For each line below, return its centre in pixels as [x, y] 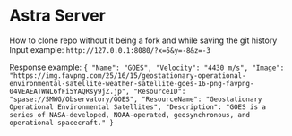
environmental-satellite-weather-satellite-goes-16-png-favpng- [132, 83]
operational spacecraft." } [62, 123]
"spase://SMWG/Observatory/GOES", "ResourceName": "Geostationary [136, 99]
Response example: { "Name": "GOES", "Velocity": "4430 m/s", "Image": [147, 67]
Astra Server [57, 16]
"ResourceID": [159, 91]
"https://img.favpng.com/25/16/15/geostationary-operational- [128, 76]
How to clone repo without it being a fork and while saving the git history [143, 40]
